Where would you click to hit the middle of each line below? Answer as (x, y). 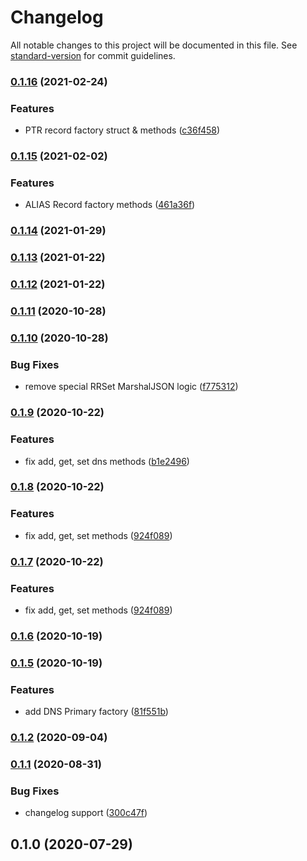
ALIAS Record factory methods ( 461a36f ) (110, 205)
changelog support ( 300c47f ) (86, 813)
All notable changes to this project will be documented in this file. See (154, 45)
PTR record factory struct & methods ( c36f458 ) (122, 130)
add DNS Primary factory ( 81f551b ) (96, 712)
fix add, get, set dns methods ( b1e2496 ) (107, 461)
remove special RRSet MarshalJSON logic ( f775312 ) (131, 387)
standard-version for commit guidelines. (93, 55)
